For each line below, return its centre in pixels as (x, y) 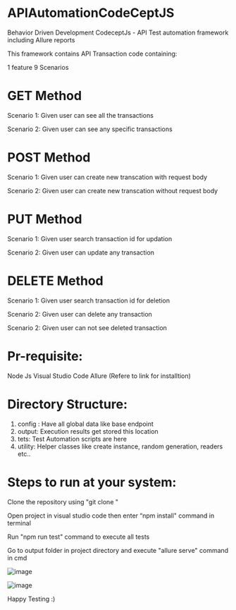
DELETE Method (55, 281)
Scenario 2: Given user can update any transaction (81, 252)
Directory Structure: (68, 404)
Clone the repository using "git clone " (63, 501)
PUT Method (45, 219)
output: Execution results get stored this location (88, 431)
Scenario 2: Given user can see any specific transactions (90, 129)
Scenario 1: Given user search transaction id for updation (90, 238)
